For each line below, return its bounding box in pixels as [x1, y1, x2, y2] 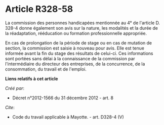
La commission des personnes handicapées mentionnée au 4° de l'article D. [5, 20, 160, 26]
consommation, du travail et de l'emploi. [5, 66, 87, 72]
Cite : [5, 104, 15, 110]
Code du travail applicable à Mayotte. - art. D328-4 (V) [12, 114, 124, 120]
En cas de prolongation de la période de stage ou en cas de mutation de [5, 40, 152, 45]
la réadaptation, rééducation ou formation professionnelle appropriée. [5, 30, 147, 36]
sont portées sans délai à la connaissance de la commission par [5, 55, 135, 61]
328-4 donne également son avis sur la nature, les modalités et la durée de [5, 25, 158, 31]
